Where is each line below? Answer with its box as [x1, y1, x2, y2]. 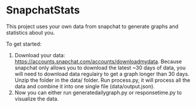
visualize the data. [14, 95, 59, 102]
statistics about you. [6, 29, 55, 36]
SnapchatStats [6, 4, 80, 17]
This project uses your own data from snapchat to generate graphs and [6, 23, 179, 30]
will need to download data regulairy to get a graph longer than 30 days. [14, 70, 190, 77]
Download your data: [14, 51, 66, 58]
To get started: [6, 40, 42, 47]
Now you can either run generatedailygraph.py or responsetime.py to [14, 89, 182, 96]
